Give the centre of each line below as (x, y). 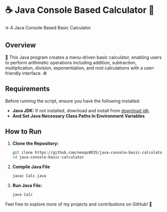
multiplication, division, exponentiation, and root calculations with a (74, 68)
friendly (13, 73)
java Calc (23, 195)
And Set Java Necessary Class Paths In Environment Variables (79, 116)
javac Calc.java (29, 176)
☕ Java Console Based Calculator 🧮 (80, 10)
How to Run (23, 131)
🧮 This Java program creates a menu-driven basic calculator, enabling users (83, 57)
